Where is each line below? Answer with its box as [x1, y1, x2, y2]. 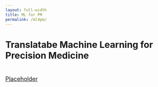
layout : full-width [5, 7, 47, 13]
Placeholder [5, 75, 38, 83]
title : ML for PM [5, 12, 43, 17]
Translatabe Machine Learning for [5, 39, 153, 50]
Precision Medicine [5, 49, 89, 61]
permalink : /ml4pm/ [5, 17, 47, 22]
